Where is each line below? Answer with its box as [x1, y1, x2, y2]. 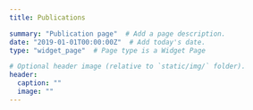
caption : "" [17, 79, 63, 88]
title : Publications [9, 13, 87, 22]
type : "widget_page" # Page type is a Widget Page [9, 46, 206, 55]
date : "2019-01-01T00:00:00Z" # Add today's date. [9, 38, 206, 47]
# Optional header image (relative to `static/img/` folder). [9, 62, 246, 72]
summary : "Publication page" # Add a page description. [9, 29, 226, 38]
